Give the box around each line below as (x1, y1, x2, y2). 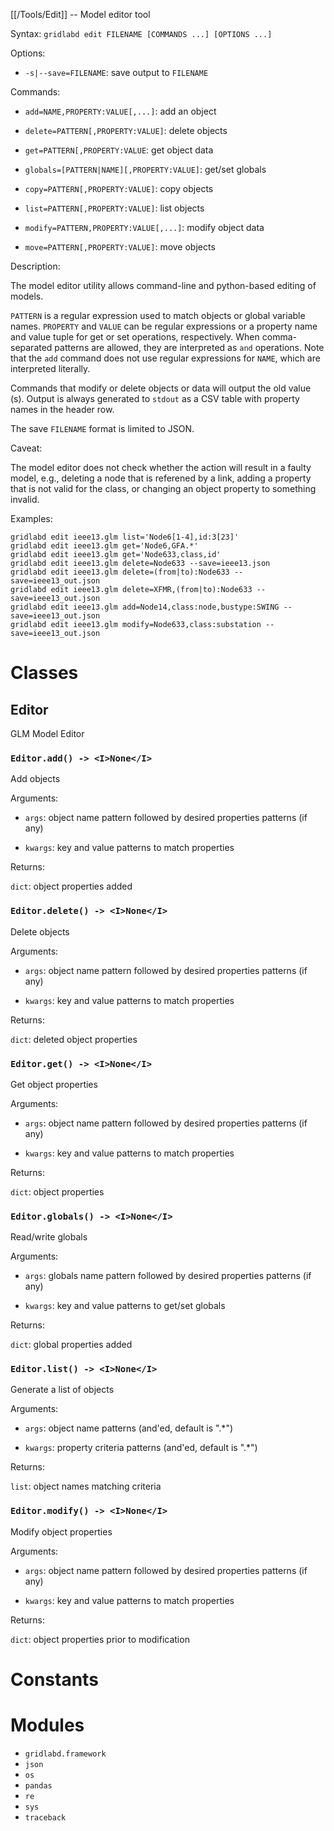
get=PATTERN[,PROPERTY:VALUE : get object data (24, 144, 214, 156)
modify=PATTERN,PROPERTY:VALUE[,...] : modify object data (24, 222, 265, 233)
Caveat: (10, 442, 43, 454)
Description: (10, 260, 61, 272)
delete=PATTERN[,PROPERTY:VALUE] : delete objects (24, 125, 228, 136)
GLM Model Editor (10, 728, 85, 739)
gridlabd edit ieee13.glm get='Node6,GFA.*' (10, 541, 199, 551)
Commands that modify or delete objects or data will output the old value (10, 382, 312, 394)
